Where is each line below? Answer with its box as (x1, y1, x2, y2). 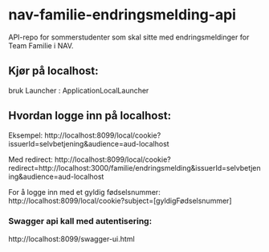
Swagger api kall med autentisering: (8, 216, 153, 227)
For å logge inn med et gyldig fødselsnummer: (8, 187, 161, 196)
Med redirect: (8, 155, 54, 164)
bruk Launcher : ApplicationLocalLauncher (8, 85, 149, 95)
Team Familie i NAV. (8, 40, 74, 50)
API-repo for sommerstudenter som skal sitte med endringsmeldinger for (8, 32, 250, 42)
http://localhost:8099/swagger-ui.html (8, 233, 135, 243)
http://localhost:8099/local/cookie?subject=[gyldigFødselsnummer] (8, 196, 232, 205)
